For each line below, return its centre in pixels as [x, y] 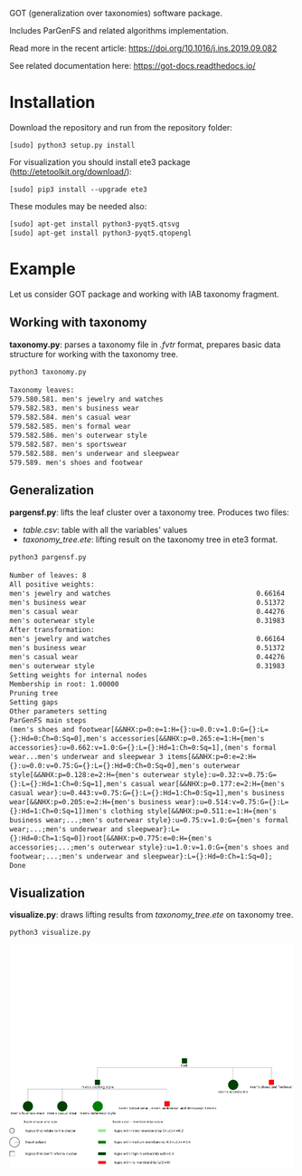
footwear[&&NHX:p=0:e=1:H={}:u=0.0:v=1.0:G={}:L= [174, 729]
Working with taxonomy [78, 322]
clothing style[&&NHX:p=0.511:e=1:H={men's [193, 811]
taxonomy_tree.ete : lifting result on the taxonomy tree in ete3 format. [150, 539]
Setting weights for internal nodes [78, 675]
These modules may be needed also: [78, 206]
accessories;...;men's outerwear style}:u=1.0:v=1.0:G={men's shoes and [149, 847]
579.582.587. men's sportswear [68, 444]
